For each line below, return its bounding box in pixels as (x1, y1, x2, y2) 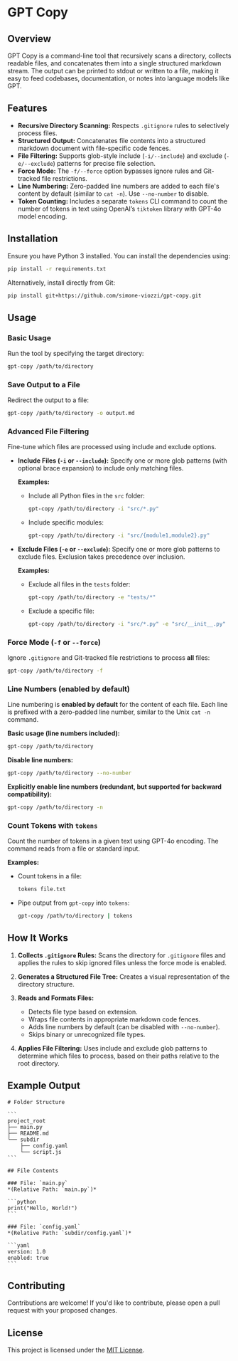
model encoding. (17, 211, 67, 221)
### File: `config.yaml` (7, 1223, 81, 1230)
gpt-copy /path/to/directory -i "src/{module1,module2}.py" (28, 532, 210, 540)
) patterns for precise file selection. (53, 159, 156, 167)
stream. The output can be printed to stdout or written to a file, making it (7, 67, 219, 75)
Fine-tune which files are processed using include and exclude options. (7, 443, 217, 451)
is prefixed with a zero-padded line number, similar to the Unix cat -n (7, 708, 211, 716)
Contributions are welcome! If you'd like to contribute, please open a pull (7, 1298, 220, 1307)
